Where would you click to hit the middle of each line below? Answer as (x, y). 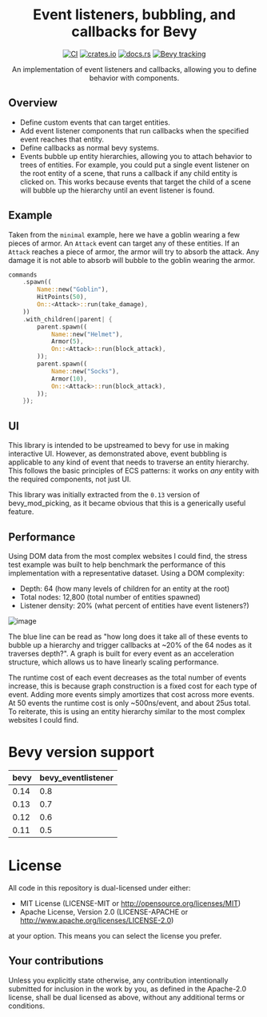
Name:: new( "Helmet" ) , (87, 334)
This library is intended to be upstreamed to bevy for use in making (119, 445)
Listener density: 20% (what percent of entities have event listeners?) (134, 605)
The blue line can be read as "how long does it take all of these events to (128, 636)
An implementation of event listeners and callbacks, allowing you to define (134, 69)
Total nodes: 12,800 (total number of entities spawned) (110, 596)
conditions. (27, 1006)
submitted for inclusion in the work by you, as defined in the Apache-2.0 (127, 988)
